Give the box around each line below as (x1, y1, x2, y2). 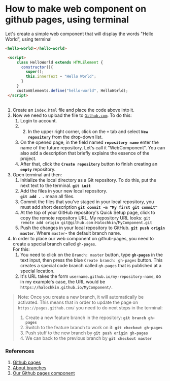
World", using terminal (5, 36, 52, 42)
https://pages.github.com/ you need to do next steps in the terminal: (17, 304, 163, 310)
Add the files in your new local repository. (20, 187, 108, 194)
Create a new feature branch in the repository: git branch (25, 314, 146, 321)
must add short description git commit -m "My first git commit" (20, 204, 158, 210)
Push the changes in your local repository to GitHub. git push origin (20, 225, 165, 231)
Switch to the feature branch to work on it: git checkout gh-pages (25, 324, 163, 330)
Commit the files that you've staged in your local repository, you (20, 199, 154, 205)
